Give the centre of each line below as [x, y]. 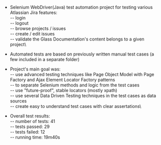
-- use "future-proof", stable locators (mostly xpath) [63, 90]
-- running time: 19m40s [35, 137]
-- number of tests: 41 [32, 121]
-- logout [19, 23]
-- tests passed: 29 [30, 126]
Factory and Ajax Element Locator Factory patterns [62, 80]
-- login [18, 18]
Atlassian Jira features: [33, 12]
